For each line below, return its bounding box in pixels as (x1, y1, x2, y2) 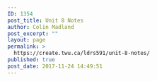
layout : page (7, 37, 46, 44)
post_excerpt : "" (7, 30, 59, 37)
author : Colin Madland (7, 23, 74, 30)
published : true (7, 56, 55, 63)
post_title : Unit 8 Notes (7, 17, 83, 24)
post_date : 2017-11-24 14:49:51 (7, 63, 103, 70)
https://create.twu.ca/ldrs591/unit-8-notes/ (13, 50, 151, 57)
